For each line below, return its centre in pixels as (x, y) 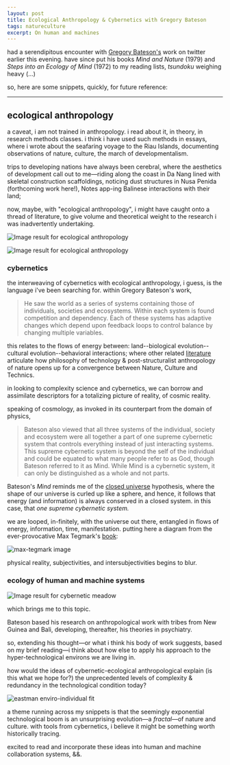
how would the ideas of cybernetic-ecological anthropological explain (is (110, 670)
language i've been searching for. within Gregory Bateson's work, (100, 290)
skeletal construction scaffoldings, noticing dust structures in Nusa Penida (112, 182)
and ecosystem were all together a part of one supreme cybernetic (118, 437)
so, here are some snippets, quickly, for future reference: (87, 87)
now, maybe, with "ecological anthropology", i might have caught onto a (108, 209)
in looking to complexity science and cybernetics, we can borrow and (105, 389)
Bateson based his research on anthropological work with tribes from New (112, 622)
